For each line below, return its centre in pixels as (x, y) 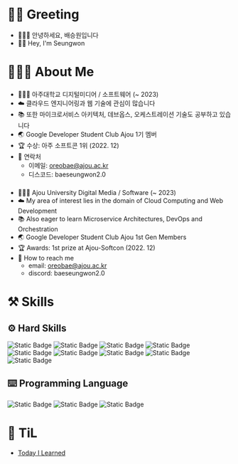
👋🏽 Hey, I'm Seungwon (51, 43)
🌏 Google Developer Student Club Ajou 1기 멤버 (87, 135)
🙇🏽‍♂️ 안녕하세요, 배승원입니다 (58, 35)
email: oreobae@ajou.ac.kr (67, 265)
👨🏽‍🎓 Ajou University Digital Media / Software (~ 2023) (97, 192)
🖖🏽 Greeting (43, 15)
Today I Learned (42, 453)
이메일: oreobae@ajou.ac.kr (68, 166)
